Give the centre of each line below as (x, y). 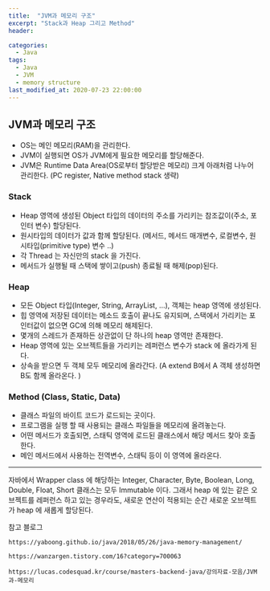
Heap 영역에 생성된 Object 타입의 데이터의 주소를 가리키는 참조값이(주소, (134, 215)
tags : (17, 60)
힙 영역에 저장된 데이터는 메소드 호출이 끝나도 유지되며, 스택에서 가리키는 (133, 315)
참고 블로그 (26, 528)
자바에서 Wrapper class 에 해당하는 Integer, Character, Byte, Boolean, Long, (131, 480)
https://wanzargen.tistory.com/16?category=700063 (95, 556)
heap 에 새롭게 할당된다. (55, 510)
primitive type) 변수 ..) (78, 245)
